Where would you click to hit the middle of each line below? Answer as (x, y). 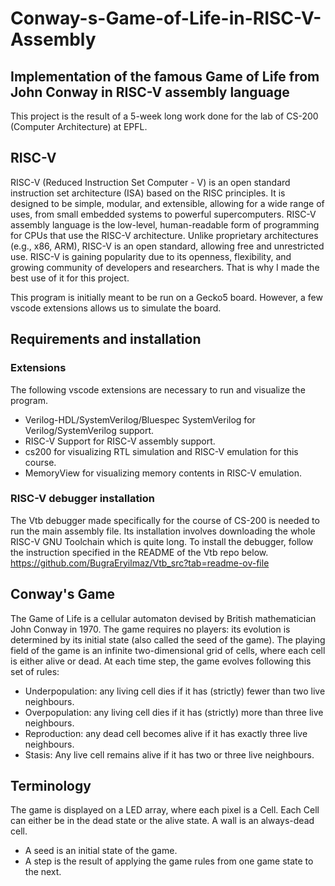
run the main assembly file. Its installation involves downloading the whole (163, 531)
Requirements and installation (106, 339)
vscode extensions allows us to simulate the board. (116, 308)
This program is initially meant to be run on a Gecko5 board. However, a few (166, 297)
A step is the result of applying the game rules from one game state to (169, 861)
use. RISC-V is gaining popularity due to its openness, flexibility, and (151, 256)
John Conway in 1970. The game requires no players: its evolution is (150, 629)
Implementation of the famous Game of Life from (165, 76)
